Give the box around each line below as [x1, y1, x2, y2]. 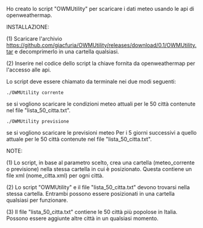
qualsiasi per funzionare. [6, 196, 69, 204]
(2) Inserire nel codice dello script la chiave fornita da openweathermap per [6, 60, 196, 67]
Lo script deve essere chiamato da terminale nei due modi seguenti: [6, 78, 176, 85]
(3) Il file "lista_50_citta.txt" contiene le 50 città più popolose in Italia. [6, 209, 178, 215]
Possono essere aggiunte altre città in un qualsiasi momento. [6, 215, 159, 222]
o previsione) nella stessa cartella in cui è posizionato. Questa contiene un [6, 166, 193, 172]
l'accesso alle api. [6, 66, 52, 73]
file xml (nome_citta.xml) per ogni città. [6, 172, 104, 179]
